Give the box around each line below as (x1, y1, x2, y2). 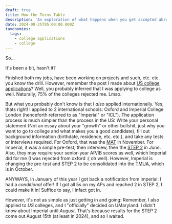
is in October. (5, 166, 34, 172)
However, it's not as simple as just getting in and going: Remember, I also (5, 196, 160, 203)
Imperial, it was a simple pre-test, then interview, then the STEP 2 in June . (5, 144, 161, 150)
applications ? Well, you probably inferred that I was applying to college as (5, 85, 161, 92)
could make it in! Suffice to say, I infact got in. (5, 187, 101, 193)
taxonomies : (5, 27, 31, 32)
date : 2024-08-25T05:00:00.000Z (5, 21, 74, 27)
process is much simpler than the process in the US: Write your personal (5, 117, 158, 123)
